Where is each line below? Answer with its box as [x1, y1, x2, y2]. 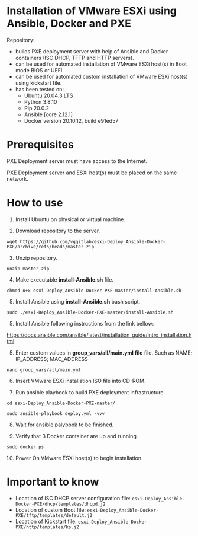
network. [7, 175, 29, 182]
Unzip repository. [15, 254, 58, 261]
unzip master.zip [7, 266, 50, 272]
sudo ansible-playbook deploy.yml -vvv [7, 410, 105, 416]
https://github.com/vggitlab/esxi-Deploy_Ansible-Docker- [20, 238, 166, 244]
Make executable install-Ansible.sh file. [15, 276, 114, 283]
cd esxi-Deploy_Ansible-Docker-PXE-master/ [7, 400, 116, 406]
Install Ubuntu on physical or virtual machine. [15, 215, 126, 223]
